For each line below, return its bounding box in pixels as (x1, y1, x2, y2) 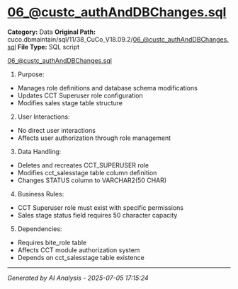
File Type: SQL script (17, 42, 80, 51)
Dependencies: (17, 224, 62, 233)
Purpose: (17, 70, 45, 78)
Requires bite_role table (17, 238, 87, 247)
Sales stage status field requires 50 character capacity (17, 211, 178, 219)
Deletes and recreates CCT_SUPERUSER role (17, 160, 149, 170)
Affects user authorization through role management (17, 134, 171, 142)
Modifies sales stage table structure (17, 98, 123, 107)
